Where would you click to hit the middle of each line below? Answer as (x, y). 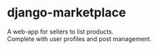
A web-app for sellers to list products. (61, 32)
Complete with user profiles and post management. (79, 38)
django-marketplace (67, 13)
